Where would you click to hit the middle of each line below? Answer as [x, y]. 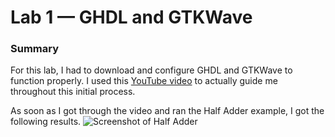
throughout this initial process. [73, 92]
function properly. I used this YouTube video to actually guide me [144, 81]
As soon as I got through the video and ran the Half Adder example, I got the [167, 111]
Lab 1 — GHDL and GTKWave [131, 17]
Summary [35, 49]
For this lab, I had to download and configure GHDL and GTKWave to [151, 70]
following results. [46, 122]
